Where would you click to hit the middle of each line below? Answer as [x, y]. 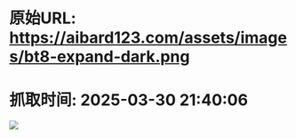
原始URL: [43, 18]
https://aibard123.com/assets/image [148, 38]
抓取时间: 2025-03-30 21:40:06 [129, 100]
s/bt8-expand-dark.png [100, 57]
